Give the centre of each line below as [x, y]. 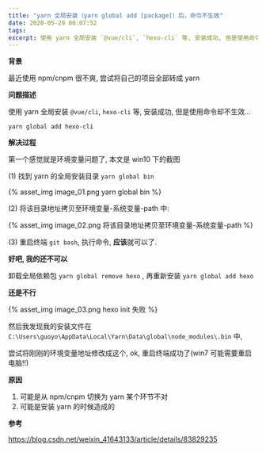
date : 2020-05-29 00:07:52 [53, 23]
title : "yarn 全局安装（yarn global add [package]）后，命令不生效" [116, 15]
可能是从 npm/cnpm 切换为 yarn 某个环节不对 [94, 396]
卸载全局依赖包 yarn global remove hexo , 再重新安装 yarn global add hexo [131, 276]
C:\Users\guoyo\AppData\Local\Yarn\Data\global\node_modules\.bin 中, [125, 336]
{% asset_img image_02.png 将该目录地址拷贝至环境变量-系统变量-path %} [131, 225]
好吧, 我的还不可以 [38, 259]
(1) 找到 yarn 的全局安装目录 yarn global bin [81, 176]
